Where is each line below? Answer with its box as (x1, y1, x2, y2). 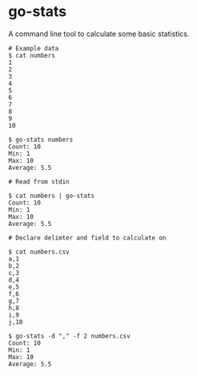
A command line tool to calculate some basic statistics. (8, 29, 190, 38)
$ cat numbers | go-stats (8, 192, 94, 200)
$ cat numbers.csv (8, 248, 70, 256)
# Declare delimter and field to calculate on (8, 233, 167, 242)
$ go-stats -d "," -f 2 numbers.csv (8, 332, 131, 340)
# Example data (8, 44, 59, 52)
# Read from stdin (8, 177, 70, 186)
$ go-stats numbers (8, 135, 74, 144)
